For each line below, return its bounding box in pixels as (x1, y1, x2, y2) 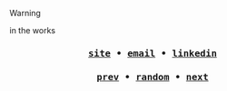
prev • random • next (96, 71, 209, 83)
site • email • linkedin (87, 47, 218, 59)
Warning (9, 8, 41, 18)
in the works (9, 25, 56, 35)
